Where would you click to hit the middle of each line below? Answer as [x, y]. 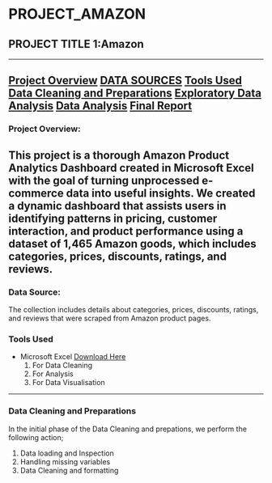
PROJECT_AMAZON [77, 14]
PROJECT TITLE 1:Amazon [76, 44]
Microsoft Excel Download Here [73, 357]
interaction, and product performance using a [126, 231]
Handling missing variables [65, 461]
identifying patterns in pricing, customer [113, 218]
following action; [36, 437]
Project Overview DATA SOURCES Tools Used [125, 80]
